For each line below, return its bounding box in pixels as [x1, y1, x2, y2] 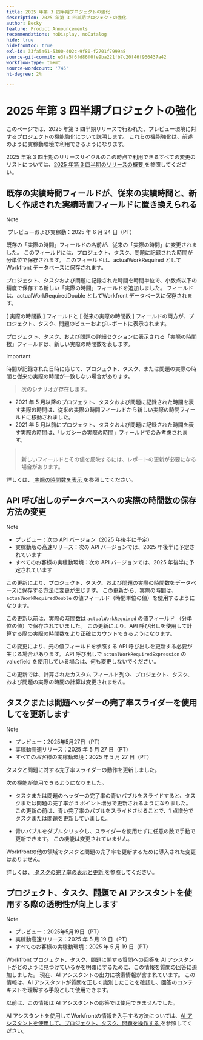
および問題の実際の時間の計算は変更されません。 [6, 678, 128, 685]
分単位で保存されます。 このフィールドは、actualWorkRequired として [6, 256, 182, 264]
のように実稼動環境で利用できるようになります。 [6, 141, 128, 148]
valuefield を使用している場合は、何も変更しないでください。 [6, 658, 159, 665]
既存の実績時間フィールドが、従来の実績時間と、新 [6, 188, 197, 198]
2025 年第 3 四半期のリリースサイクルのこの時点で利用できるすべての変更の [6, 153, 196, 161]
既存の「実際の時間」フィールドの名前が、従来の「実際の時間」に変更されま [6, 241, 198, 248]
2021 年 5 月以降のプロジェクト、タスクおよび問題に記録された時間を [15, 398, 189, 405]
